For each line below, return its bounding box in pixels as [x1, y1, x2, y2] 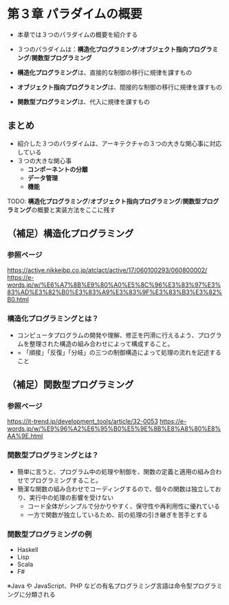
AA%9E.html [7, 432, 43, 440]
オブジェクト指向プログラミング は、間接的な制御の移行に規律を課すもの [17, 83, 222, 91]
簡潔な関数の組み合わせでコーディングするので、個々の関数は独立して [17, 484, 215, 493]
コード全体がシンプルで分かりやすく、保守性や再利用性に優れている [27, 502, 220, 510]
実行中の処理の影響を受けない [29, 493, 114, 502]
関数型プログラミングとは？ [7, 451, 99, 460]
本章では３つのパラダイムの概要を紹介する [17, 30, 138, 39]
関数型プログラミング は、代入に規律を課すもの [17, 97, 150, 105]
